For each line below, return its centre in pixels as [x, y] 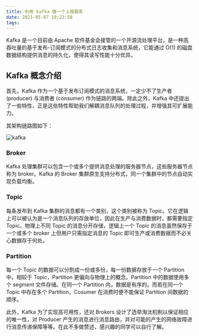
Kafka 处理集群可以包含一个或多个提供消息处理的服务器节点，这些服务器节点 [99, 167]
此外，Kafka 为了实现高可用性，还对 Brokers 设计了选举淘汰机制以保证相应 [97, 312]
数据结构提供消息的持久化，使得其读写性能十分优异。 [71, 55]
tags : [13, 23]
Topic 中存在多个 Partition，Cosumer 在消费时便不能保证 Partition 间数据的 [97, 292]
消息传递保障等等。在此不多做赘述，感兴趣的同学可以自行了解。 [89, 327]
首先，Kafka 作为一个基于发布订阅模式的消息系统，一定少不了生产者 [89, 91]
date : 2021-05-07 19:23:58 [39, 17]
